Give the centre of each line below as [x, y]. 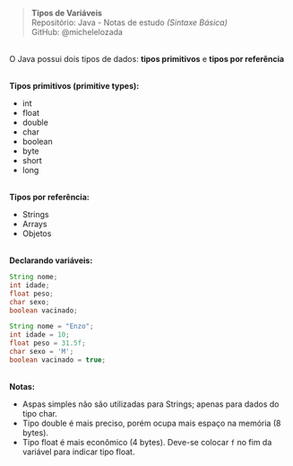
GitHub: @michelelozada [77, 32]
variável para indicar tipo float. [78, 452]
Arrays [34, 224]
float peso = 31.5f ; [48, 343]
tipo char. [40, 413]
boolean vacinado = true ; [57, 360]
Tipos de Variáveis [67, 13]
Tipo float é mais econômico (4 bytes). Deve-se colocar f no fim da [147, 442]
